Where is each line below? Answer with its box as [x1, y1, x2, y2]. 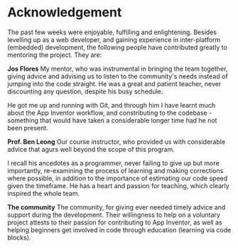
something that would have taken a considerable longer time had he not [7, 115, 217, 125]
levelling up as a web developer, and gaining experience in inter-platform [7, 35, 221, 43]
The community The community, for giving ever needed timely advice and [7, 202, 226, 211]
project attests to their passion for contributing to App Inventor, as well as [7, 218, 222, 227]
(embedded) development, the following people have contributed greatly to [7, 43, 227, 51]
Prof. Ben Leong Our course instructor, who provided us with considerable [7, 137, 226, 146]
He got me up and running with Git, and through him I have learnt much [7, 100, 215, 109]
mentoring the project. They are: [7, 51, 102, 59]
